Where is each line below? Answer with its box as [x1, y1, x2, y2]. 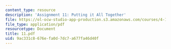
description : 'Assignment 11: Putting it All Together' [5, 12, 126, 17]
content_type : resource [5, 7, 56, 13]
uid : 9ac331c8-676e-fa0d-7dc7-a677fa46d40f [5, 36, 99, 41]
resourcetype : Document [5, 27, 56, 32]
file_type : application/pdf [5, 21, 65, 27]
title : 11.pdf [5, 31, 36, 36]
